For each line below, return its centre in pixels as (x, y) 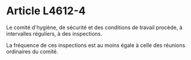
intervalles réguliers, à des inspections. (54, 33)
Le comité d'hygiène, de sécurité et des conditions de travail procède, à (95, 27)
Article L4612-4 (46, 11)
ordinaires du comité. (32, 51)
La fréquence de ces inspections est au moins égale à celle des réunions (96, 45)
